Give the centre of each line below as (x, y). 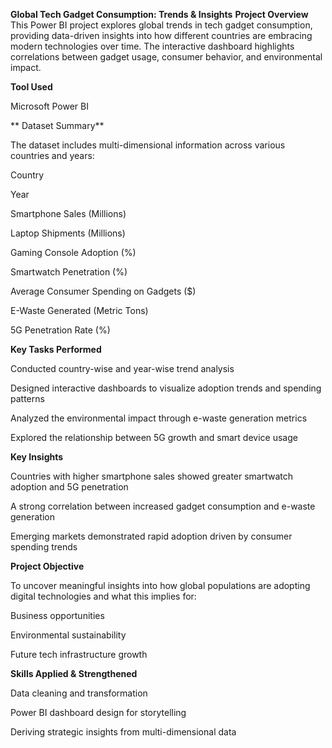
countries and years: (52, 155)
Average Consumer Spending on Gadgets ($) (103, 291)
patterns (27, 398)
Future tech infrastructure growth (79, 654)
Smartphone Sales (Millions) (68, 213)
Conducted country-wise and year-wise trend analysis (122, 368)
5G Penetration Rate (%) (60, 330)
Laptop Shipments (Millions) (68, 233)
